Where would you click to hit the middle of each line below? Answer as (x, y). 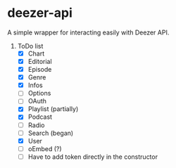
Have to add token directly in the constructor (93, 157)
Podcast (40, 117)
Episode (40, 70)
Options (39, 93)
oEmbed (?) (45, 148)
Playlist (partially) (53, 109)
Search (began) (51, 133)
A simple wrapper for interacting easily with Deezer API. (88, 32)
